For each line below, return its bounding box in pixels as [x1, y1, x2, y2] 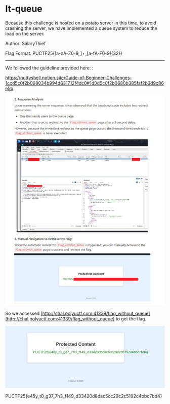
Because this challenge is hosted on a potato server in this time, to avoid [5, 20, 157, 26]
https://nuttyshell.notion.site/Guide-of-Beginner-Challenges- [5, 75, 133, 81]
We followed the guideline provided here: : [5, 64, 94, 71]
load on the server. [5, 30, 45, 36]
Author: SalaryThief [5, 40, 46, 46]
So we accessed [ [5, 310, 43, 317]
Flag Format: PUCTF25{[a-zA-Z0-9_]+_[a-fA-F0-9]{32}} [5, 50, 123, 56]
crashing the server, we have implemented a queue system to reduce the [5, 25, 158, 31]
